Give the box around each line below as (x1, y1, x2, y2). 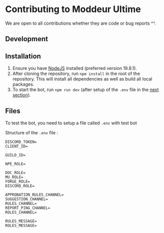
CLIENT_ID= (5, 143, 28, 149)
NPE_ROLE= (5, 161, 26, 167)
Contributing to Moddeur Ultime (5, 4, 141, 15)
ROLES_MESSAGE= (5, 223, 37, 228)
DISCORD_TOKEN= (5, 139, 37, 144)
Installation (5, 52, 41, 60)
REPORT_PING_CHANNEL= (5, 205, 51, 210)
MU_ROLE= (5, 175, 24, 180)
